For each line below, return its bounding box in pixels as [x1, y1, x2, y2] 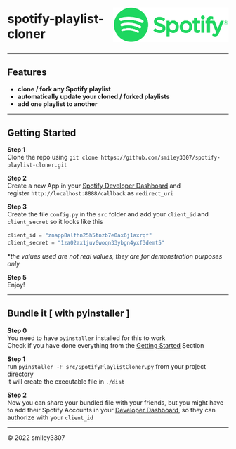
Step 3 [7, 202, 27, 211]
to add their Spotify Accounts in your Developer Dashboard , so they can [7, 405, 216, 414]
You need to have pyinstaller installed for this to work [7, 334, 166, 342]
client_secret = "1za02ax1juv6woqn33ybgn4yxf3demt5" [7, 240, 165, 247]
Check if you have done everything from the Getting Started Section [7, 341, 204, 349]
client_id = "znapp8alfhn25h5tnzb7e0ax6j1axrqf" [7, 232, 152, 239]
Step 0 [7, 326, 27, 334]
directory [7, 370, 34, 378]
